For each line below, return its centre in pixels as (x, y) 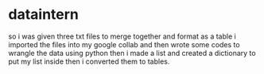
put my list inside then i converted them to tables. (89, 61)
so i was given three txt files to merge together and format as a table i (122, 36)
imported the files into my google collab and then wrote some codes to (124, 44)
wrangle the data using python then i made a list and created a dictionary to (132, 53)
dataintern (44, 15)
